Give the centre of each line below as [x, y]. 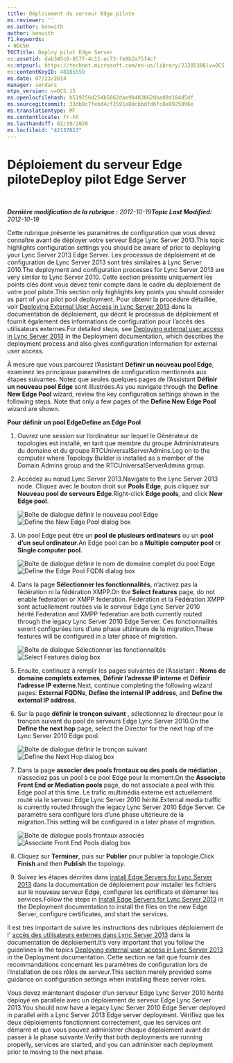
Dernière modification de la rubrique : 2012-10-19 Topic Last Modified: [110, 212]
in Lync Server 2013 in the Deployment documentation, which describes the [115, 336]
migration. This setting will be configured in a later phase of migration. [116, 822]
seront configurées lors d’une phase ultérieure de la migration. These [115, 629]
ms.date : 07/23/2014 [37, 78]
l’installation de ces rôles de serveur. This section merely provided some [110, 972]
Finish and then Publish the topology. [71, 864]
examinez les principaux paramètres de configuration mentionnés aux [107, 372]
